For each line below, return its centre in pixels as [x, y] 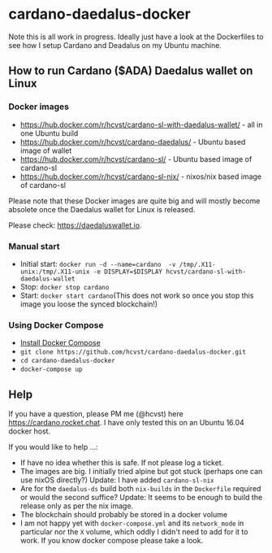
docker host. [30, 431]
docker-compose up [51, 370]
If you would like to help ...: [54, 447]
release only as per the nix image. [77, 506]
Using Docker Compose [56, 324]
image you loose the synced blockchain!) [89, 304]
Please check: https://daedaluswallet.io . [75, 225]
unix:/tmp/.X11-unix [55, 272]
